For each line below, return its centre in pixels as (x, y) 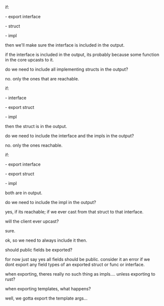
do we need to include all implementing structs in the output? (67, 69)
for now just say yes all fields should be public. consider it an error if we (78, 259)
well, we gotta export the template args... (47, 298)
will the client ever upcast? (32, 221)
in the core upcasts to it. (29, 60)
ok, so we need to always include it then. (46, 240)
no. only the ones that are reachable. (42, 79)
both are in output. (24, 193)
